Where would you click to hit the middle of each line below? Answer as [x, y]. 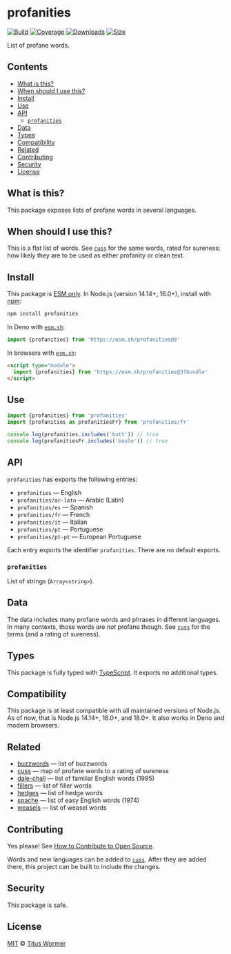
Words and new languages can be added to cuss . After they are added [107, 859]
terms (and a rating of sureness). [54, 634]
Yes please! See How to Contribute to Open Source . [81, 846]
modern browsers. [33, 726]
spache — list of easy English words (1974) [78, 800]
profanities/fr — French [53, 514]
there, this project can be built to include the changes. [84, 867]
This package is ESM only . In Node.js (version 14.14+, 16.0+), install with [109, 294]
